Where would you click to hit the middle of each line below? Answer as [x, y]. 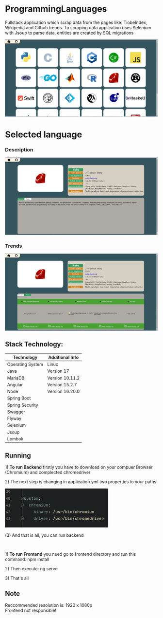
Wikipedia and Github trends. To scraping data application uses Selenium [78, 27]
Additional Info [64, 357]
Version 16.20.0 [64, 391]
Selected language [44, 134]
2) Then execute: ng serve [32, 569]
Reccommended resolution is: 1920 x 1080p [49, 605]
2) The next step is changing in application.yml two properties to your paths [81, 482]
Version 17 [58, 371]
